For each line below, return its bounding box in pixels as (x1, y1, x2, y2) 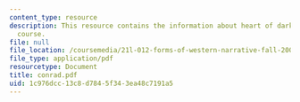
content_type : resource (9, 12, 98, 22)
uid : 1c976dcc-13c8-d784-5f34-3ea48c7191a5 (9, 79, 174, 88)
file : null (9, 37, 50, 47)
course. (17, 29, 46, 38)
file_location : (9, 46, 66, 55)
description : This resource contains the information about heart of (9, 21, 274, 30)
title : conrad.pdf (9, 71, 78, 80)
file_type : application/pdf (9, 54, 114, 63)
